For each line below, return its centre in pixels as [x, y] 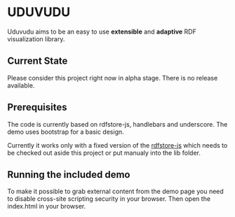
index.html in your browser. [47, 206]
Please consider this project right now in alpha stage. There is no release [113, 78]
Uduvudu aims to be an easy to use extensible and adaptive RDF [102, 31]
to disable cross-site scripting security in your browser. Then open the [109, 199]
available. [21, 85]
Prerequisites [37, 107]
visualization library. [36, 38]
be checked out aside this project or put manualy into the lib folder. [104, 153]
